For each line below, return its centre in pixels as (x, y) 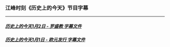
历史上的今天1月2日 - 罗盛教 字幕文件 (44, 26)
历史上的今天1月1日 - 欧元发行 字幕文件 (45, 40)
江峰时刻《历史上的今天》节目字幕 (47, 7)
